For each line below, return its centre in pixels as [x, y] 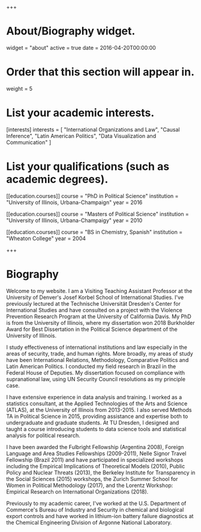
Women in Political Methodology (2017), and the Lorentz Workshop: [90, 485]
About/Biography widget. [71, 31]
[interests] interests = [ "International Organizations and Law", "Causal [93, 129]
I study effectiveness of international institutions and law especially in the [97, 347]
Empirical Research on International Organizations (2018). [77, 491]
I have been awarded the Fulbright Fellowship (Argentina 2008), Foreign [95, 447]
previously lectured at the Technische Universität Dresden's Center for [94, 303]
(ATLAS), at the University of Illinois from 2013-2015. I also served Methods [99, 410]
